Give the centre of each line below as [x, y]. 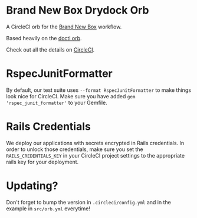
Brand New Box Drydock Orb [78, 10]
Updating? [32, 186]
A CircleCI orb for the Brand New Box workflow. [64, 27]
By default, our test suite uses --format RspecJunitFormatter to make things [99, 90]
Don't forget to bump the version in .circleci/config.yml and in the [88, 202]
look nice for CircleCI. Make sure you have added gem [71, 96]
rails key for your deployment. [42, 162]
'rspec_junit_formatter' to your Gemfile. [57, 102]
